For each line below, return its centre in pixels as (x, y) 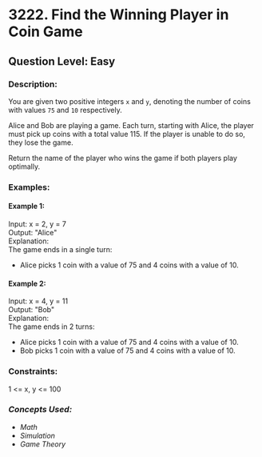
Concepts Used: (40, 410)
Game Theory (43, 444)
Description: (33, 84)
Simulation (38, 435)
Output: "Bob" (31, 310)
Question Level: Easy (62, 61)
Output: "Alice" (33, 233)
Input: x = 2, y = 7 (37, 224)
